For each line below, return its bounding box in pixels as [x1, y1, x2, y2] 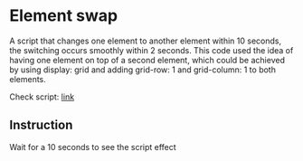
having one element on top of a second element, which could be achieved [9, 54, 285, 65]
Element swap [9, 5, 118, 26]
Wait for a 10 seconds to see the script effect [9, 141, 176, 152]
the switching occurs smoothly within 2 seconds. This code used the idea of [9, 44, 294, 55]
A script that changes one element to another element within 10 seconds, [9, 35, 282, 46]
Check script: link [9, 91, 75, 102]
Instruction [9, 118, 73, 133]
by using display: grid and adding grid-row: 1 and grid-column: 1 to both [9, 64, 276, 75]
